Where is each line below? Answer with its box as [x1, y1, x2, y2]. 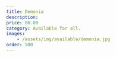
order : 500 [6, 42, 33, 48]
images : [6, 31, 26, 37]
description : [6, 14, 39, 20]
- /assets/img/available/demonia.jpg [17, 36, 111, 42]
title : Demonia [6, 8, 44, 15]
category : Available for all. [6, 25, 81, 31]
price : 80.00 [6, 20, 39, 26]
